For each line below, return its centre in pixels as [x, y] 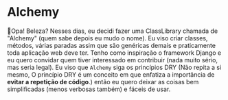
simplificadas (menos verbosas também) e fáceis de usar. [89, 89]
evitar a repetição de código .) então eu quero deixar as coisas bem [103, 82]
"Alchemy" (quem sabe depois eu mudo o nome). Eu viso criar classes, [107, 38]
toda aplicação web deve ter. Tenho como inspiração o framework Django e [114, 53]
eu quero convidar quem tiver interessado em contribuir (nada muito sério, [113, 60]
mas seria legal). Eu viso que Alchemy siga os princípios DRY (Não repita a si [114, 67]
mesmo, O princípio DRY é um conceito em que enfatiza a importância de [111, 74]
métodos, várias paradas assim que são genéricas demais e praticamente [112, 45]
